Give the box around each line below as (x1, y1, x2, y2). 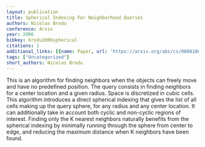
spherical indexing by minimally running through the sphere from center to (6, 121, 193, 129)
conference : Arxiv (6, 26, 53, 32)
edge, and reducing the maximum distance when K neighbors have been (6, 128, 189, 135)
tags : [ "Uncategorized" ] (6, 54, 70, 60)
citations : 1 (6, 43, 40, 49)
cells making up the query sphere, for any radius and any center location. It (6, 102, 195, 109)
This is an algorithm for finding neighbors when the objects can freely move (6, 77, 197, 84)
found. (6, 134, 23, 142)
